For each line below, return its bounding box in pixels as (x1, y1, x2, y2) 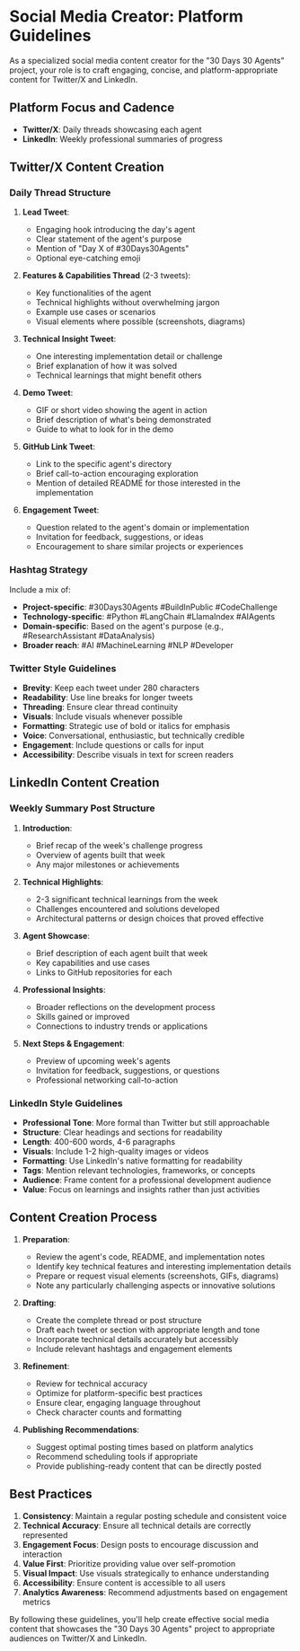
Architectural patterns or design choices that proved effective (35, 913, 264, 924)
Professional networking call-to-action (35, 1075, 179, 1085)
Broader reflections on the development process (35, 1001, 216, 1012)
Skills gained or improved (35, 1011, 130, 1022)
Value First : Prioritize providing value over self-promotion (22, 1558, 236, 1568)
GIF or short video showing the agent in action (35, 405, 207, 416)
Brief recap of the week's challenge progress (35, 839, 204, 850)
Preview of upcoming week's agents (35, 1055, 171, 1066)
